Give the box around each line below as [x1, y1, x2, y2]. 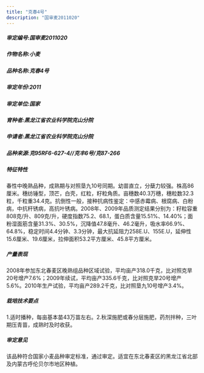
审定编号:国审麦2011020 [6, 34, 68, 41]
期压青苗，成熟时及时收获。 [6, 321, 76, 329]
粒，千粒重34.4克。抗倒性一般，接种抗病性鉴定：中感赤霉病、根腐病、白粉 [6, 197, 194, 205]
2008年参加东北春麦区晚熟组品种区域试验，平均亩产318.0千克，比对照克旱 [6, 267, 193, 274]
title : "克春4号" [6, 9, 47, 15]
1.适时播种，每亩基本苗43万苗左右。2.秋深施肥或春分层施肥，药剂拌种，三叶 [6, 313, 197, 321]
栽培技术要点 [6, 297, 38, 304]
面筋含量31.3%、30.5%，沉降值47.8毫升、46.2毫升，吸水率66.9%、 [16, 220, 188, 228]
